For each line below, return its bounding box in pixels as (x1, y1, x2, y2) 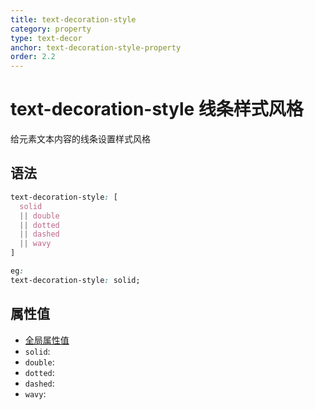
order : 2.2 (10, 52, 56, 62)
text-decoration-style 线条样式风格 (10, 98, 304, 121)
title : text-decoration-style (10, 14, 137, 25)
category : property (10, 24, 92, 34)
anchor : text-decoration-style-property (10, 42, 182, 53)
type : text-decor (10, 33, 83, 43)
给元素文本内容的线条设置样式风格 (10, 133, 151, 145)
